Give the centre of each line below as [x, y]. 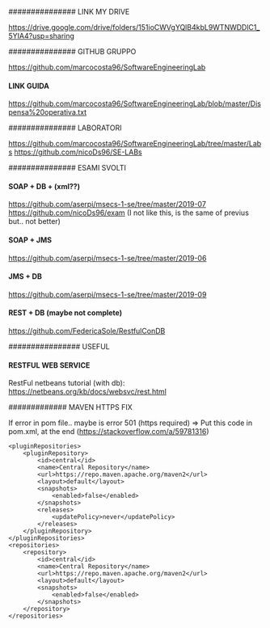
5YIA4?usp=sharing [42, 36]
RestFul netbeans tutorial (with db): [67, 383]
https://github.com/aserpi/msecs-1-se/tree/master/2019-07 [107, 204]
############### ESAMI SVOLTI [67, 168]
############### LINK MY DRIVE [69, 12]
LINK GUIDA [29, 86]
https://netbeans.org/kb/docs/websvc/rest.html [88, 392]
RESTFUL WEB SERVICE [49, 365]
